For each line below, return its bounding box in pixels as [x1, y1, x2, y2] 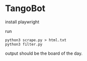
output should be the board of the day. [5, 50, 83, 56]
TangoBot [5, 3, 45, 14]
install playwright [5, 19, 40, 25]
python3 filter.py [5, 42, 43, 46]
